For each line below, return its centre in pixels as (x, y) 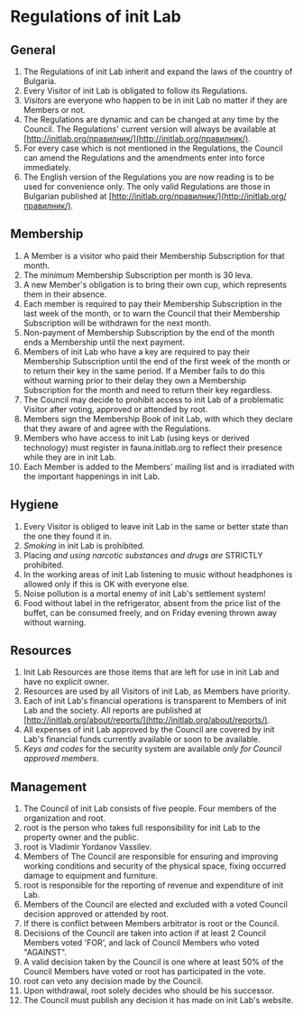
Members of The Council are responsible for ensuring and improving (151, 857)
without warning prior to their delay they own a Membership (134, 380)
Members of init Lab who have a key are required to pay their (137, 351)
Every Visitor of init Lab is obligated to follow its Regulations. (136, 91)
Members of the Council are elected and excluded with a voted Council (155, 905)
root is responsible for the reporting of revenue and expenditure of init (153, 885)
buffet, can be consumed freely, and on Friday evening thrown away (150, 613)
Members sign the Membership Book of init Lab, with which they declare (158, 419)
